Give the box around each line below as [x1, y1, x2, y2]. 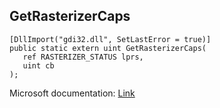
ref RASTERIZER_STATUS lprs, [22, 52, 144, 62]
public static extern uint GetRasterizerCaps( [9, 43, 207, 53]
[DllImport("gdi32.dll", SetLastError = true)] [9, 34, 212, 44]
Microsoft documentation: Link [9, 87, 136, 99]
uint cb [22, 60, 55, 71]
